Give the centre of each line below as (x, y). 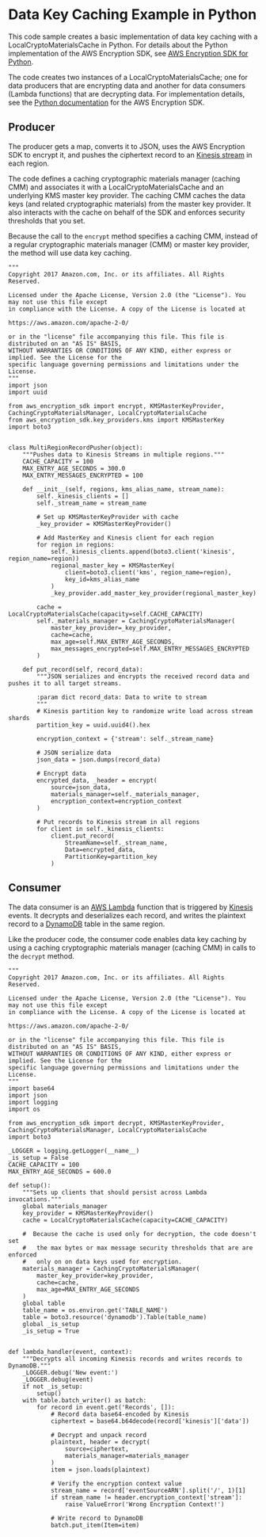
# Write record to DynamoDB (97, 1518)
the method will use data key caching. (70, 253)
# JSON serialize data (74, 753)
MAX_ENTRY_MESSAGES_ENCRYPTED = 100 (83, 475)
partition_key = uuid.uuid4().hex (93, 725)
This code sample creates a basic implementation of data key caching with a (133, 36)
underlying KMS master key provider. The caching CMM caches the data (127, 195)
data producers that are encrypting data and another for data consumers (127, 86)
